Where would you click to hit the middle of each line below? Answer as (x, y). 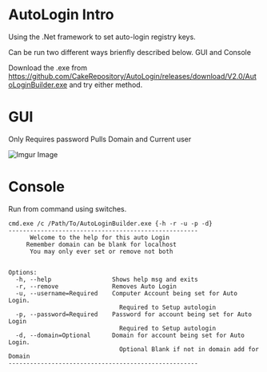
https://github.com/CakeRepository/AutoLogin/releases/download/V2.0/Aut (133, 76)
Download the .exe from (48, 67)
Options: (23, 272)
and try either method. (106, 85)
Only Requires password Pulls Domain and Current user (100, 139)
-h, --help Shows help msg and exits (107, 279)
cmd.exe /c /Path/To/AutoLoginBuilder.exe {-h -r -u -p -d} (111, 224)
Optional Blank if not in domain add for (189, 349)
